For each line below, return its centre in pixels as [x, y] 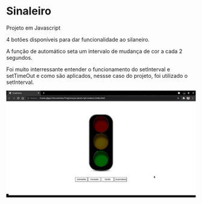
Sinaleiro [29, 11]
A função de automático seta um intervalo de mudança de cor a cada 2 [94, 51]
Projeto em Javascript [33, 28]
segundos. [20, 57]
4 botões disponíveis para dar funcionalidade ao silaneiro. [78, 39]
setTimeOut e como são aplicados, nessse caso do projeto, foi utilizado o [97, 75]
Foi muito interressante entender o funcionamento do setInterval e [88, 69]
